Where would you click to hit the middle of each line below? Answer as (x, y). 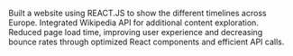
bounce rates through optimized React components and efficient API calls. (146, 42)
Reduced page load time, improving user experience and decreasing (136, 32)
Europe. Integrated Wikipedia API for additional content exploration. (133, 23)
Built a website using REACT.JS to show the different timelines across (137, 13)
